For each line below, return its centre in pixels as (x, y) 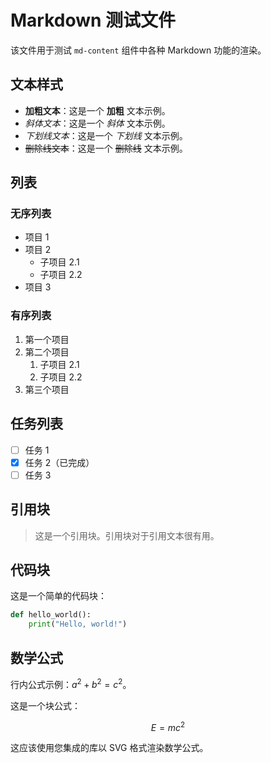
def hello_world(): (51, 615)
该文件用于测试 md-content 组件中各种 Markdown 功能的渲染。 (138, 50)
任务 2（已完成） (59, 462)
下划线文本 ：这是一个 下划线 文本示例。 (106, 135)
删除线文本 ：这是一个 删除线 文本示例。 (106, 148)
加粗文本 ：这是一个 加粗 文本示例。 (97, 110)
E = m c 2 (168, 726)
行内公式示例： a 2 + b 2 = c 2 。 (71, 683)
